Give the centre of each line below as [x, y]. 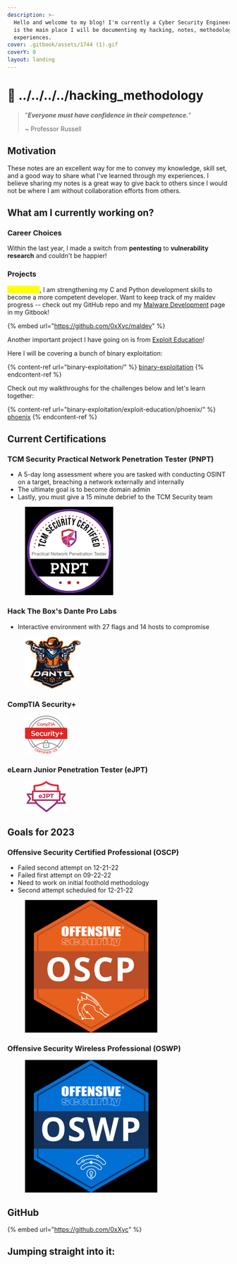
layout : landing [31, 60]
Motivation [32, 151]
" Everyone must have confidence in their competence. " [108, 115]
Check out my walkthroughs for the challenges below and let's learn [107, 388]
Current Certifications [57, 439]
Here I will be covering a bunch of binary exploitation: [85, 353]
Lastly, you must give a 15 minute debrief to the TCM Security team [115, 497]
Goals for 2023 [41, 832]
